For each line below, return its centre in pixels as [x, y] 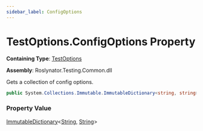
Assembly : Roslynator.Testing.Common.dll [60, 70]
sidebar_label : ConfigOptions [44, 12]
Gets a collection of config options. [50, 81]
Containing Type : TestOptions [44, 59]
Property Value [29, 108]
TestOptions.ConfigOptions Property [101, 41]
